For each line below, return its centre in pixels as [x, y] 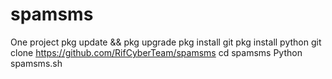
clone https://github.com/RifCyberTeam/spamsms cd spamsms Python [156, 52]
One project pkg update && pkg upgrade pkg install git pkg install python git [166, 42]
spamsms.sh [36, 63]
